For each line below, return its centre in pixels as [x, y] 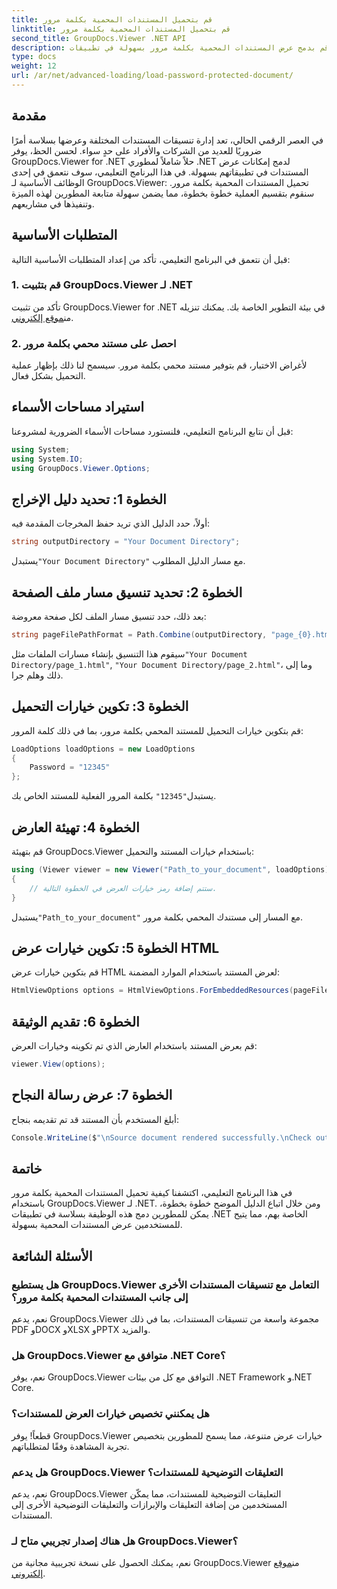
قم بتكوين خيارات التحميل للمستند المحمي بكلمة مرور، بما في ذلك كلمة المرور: [157, 730]
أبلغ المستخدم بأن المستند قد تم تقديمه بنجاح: [95, 1119]
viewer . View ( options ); [58, 1064]
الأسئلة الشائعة [52, 1256]
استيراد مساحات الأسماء [78, 407]
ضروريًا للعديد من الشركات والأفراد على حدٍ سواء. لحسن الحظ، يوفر [136, 150]
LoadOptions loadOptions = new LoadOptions [103, 749]
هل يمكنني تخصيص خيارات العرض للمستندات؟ [110, 1414]
